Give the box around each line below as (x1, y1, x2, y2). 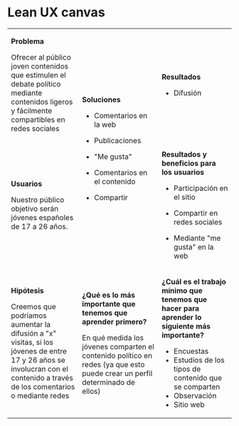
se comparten (174, 382, 221, 392)
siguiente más (161, 321, 211, 331)
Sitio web (174, 400, 205, 410)
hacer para (161, 303, 200, 313)
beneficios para (161, 158, 216, 168)
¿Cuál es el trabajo (161, 276, 226, 286)
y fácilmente (11, 105, 53, 115)
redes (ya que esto (81, 359, 145, 369)
